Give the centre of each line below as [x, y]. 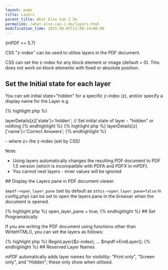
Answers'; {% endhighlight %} [75, 131]
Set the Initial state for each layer [58, 84]
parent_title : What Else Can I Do [41, 19]
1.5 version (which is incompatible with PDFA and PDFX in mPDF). [80, 166]
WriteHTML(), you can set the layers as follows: [54, 232]
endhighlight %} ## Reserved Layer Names [50, 247]
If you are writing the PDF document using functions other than [70, 226]
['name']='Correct [24, 131]
